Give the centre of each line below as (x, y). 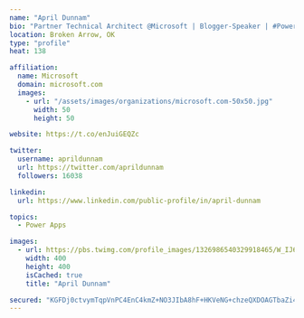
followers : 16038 (50, 176)
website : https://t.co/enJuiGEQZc (75, 135)
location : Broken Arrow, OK (62, 34)
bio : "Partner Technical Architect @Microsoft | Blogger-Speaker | (139, 26)
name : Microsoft (48, 76)
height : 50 (54, 118)
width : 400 (46, 258)
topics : (24, 217)
